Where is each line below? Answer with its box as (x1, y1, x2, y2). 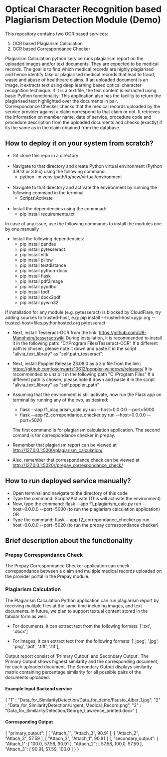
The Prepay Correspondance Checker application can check (5, 563, 130, 569)
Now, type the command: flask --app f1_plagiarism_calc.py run (12, 501, 141, 507)
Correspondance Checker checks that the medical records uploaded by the (5, 103, 161, 109)
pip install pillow (19, 257, 53, 263)
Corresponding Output (5, 719, 53, 725)
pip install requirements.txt (19, 211, 75, 217)
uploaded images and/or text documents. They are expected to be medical (5, 61, 159, 67)
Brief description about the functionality (5, 536, 133, 545)
